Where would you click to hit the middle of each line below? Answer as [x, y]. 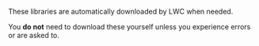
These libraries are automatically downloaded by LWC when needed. [121, 11]
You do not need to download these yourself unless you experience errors [129, 27]
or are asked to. [34, 35]
